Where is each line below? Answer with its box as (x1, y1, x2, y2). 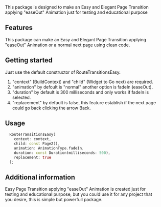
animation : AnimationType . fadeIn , (14, 146, 84, 151)
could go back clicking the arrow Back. (12, 105, 91, 111)
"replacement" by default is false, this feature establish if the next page (12, 99, 156, 105)
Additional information (5, 173, 75, 181)
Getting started (5, 56, 53, 64)
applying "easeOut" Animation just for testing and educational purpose (5, 9, 148, 15)
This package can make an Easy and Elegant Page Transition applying (5, 36, 147, 42)
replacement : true (14, 155, 51, 160)
